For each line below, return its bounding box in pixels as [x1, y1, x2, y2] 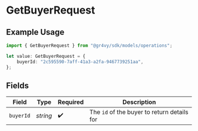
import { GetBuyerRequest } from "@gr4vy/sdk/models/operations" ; [6, 42, 173, 48]
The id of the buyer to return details [89, 108, 189, 116]
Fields [6, 80, 29, 90]
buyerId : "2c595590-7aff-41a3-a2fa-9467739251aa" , [16, 58, 144, 65]
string [36, 112, 52, 120]
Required [58, 98, 84, 106]
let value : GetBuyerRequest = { [6, 53, 85, 59]
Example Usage [6, 27, 65, 37]
